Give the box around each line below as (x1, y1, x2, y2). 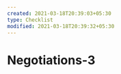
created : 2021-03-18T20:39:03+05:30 (7, 10, 111, 17)
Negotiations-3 (7, 52, 96, 68)
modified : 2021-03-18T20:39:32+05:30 (7, 23, 115, 29)
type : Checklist (7, 16, 53, 23)
